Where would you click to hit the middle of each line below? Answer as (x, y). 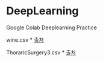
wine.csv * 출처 (25, 39)
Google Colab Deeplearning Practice (52, 27)
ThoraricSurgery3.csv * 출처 (41, 52)
